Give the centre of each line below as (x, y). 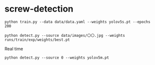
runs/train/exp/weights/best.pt (37, 40)
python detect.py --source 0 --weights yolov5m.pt (57, 57)
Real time (14, 49)
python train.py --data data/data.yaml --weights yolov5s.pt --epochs (77, 22)
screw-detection (39, 9)
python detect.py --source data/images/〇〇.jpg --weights (65, 35)
